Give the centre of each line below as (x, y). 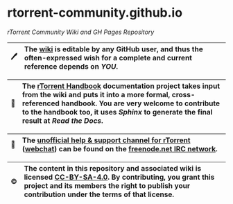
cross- (183, 94)
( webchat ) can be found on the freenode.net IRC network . (120, 148)
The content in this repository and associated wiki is (113, 168)
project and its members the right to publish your (107, 185)
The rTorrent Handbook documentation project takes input (121, 86)
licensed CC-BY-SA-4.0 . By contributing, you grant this (119, 177)
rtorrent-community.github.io (95, 13)
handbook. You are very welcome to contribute (141, 103)
